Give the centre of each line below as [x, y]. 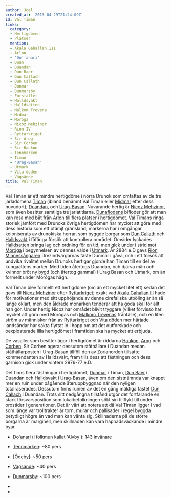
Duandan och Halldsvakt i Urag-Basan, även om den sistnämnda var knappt [85, 378]
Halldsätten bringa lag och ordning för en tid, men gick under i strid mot [81, 245]
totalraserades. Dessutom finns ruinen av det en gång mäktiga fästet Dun [82, 389]
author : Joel [19, 10]
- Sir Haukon [24, 148]
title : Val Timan [24, 181]
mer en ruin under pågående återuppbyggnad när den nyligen [70, 383]
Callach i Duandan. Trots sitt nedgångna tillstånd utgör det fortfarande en [82, 394]
